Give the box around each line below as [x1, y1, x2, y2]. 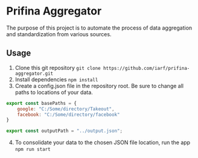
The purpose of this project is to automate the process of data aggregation [6, 24, 193, 31]
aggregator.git [14, 71, 54, 77]
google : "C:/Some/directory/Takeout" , [17, 106, 115, 112]
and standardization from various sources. [6, 30, 112, 37]
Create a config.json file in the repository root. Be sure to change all [14, 82, 184, 89]
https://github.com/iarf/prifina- [103, 65, 190, 71]
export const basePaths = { [6, 100, 77, 106]
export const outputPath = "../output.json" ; [6, 128, 123, 134]
